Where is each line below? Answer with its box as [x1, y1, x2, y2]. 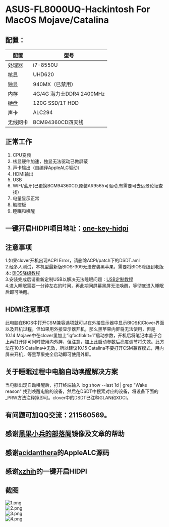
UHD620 [33, 71, 54, 78]
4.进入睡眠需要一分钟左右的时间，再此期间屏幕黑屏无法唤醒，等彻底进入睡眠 [5, 282, 164, 289]
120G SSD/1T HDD [33, 100, 79, 106]
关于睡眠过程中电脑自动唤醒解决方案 [5, 368, 118, 376]
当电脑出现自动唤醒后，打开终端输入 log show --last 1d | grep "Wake [5, 382, 147, 388]
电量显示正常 [12, 195, 39, 201]
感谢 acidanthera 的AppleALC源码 [5, 448, 109, 457]
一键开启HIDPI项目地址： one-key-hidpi [5, 224, 129, 233]
